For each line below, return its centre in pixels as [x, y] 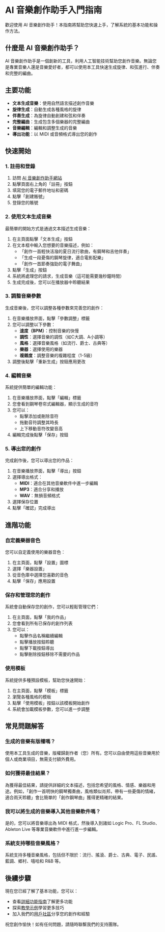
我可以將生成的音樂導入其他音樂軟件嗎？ [53, 811]
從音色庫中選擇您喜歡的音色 [40, 575]
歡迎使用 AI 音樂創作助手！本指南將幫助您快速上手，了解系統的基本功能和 [79, 25]
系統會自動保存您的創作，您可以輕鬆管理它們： [52, 607]
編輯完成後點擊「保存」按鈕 [40, 435]
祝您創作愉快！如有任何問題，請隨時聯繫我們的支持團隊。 [63, 925]
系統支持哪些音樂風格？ [33, 843]
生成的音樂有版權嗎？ [30, 741]
